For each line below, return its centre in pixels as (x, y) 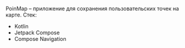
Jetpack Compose (37, 33)
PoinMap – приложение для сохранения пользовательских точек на (92, 9)
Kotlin (21, 26)
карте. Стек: (21, 15)
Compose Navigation (40, 39)
